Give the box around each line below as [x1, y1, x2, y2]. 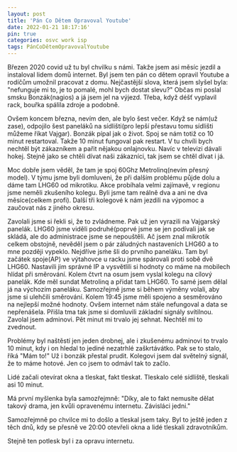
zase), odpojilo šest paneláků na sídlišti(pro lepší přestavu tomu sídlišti [7, 122, 214, 130]
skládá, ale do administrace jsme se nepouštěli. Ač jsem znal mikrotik [7, 232, 210, 241]
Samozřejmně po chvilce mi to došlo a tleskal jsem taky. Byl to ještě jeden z [7, 416, 228, 424]
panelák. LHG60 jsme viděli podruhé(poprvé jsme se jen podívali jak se [7, 225, 215, 233]
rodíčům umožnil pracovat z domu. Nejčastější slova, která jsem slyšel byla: [7, 78, 228, 86]
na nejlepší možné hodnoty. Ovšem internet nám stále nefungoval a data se [7, 300, 228, 309]
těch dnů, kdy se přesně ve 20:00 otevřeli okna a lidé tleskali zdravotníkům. [7, 423, 228, 431]
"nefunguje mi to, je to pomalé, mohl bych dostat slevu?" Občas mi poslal [7, 86, 221, 94]
